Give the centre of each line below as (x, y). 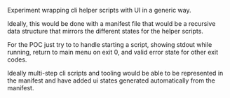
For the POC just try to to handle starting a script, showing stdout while (110, 44)
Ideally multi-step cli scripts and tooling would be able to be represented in (115, 73)
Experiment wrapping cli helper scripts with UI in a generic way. (99, 10)
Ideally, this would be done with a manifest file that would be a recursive (111, 23)
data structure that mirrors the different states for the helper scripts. (105, 31)
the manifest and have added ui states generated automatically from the (111, 80)
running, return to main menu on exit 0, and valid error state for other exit (113, 52)
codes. (17, 59)
